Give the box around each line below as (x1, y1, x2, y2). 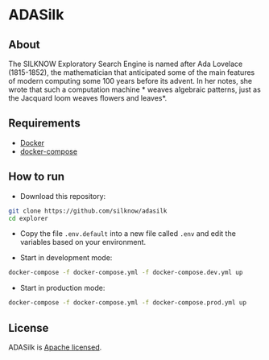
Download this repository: (19, 191, 106, 201)
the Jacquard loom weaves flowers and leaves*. (8, 93, 168, 102)
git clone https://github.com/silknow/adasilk (8, 207, 168, 215)
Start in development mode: (19, 253, 113, 263)
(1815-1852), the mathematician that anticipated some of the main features (8, 68, 255, 77)
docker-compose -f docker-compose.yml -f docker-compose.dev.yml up (8, 268, 243, 277)
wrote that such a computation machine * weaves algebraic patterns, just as (8, 85, 262, 94)
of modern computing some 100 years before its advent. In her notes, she (8, 77, 253, 85)
